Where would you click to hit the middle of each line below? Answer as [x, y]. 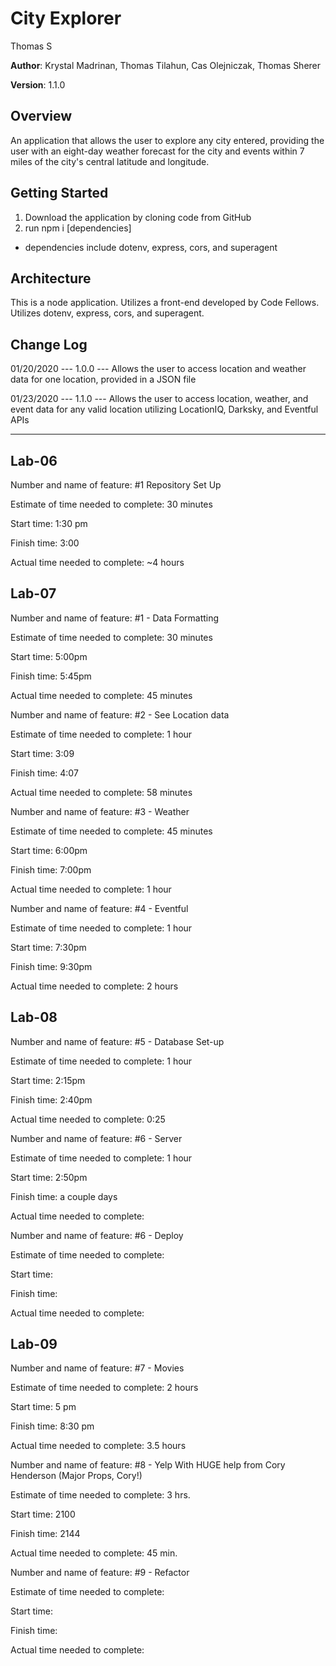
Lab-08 [34, 1017]
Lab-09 [34, 1344]
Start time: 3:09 [42, 753]
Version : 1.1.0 [38, 84]
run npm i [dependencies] [78, 228]
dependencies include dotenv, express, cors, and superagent [151, 247]
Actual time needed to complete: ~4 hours [97, 562]
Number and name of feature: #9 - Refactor [100, 1573]
